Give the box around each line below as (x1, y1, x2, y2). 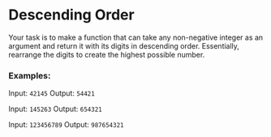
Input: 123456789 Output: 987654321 (8, 120, 124, 130)
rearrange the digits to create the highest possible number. (8, 49, 205, 59)
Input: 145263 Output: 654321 (8, 104, 103, 114)
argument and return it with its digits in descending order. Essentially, (8, 41, 239, 50)
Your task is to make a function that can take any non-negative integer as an (8, 32, 264, 42)
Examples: (8, 70, 51, 81)
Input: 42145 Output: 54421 (8, 88, 95, 98)
